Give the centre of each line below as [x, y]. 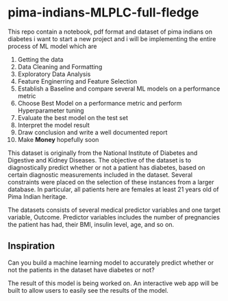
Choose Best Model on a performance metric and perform [100, 103]
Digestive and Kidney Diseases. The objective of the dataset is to [100, 160]
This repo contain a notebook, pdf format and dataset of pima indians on [110, 32]
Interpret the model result [53, 125]
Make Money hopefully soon [58, 139]
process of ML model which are [53, 46]
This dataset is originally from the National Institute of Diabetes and [103, 153]
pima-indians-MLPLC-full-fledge [103, 13]
